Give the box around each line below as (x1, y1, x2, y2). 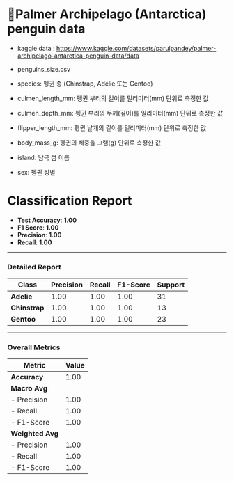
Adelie (10, 292, 33, 301)
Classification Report (7, 193, 132, 209)
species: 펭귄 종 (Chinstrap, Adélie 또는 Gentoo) (17, 79, 153, 88)
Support (157, 280, 185, 290)
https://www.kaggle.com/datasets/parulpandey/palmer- (56, 44, 217, 52)
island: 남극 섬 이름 (17, 153, 70, 161)
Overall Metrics (7, 342, 61, 352)
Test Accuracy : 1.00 (17, 216, 77, 224)
